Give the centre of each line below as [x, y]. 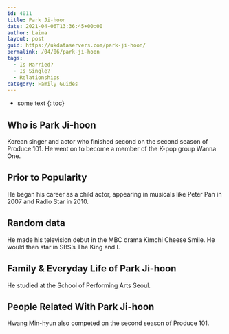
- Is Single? [32, 71]
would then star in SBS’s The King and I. [64, 247]
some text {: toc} [41, 103]
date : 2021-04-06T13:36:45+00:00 [55, 26]
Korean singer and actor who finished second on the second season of [108, 142]
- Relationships [36, 77]
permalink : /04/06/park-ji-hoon [53, 52]
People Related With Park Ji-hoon [81, 307]
